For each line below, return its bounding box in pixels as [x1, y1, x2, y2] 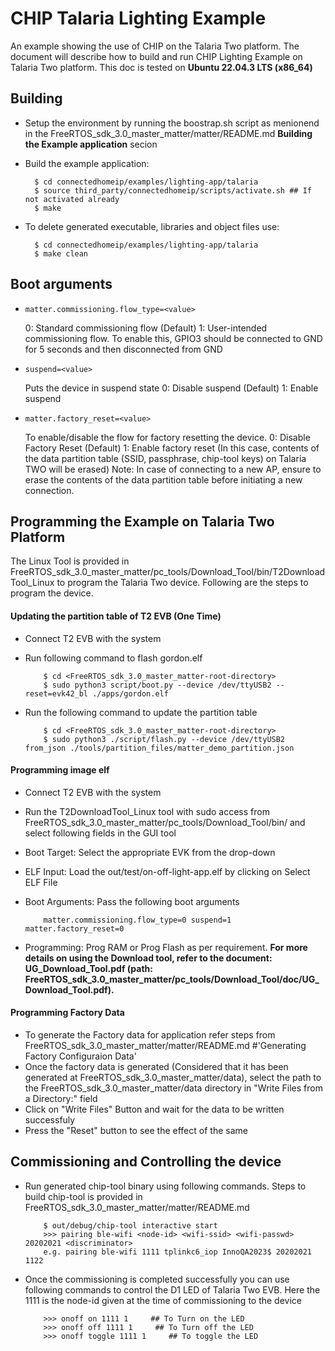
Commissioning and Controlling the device [10, 1153, 282, 1171]
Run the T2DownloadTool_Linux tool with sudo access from [24, 805, 270, 817]
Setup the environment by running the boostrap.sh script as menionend [24, 117, 320, 129]
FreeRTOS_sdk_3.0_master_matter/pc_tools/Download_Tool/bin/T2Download [10, 566, 326, 578]
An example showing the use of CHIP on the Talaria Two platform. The [10, 40, 300, 52]
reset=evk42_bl [24, 688, 89, 699]
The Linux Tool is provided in [10, 555, 130, 567]
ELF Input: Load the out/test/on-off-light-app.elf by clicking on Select [24, 865, 311, 877]
